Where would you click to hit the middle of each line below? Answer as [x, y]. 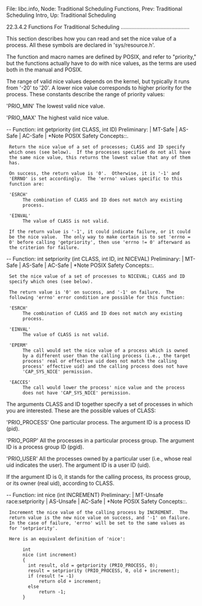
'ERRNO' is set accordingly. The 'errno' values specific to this [96, 179]
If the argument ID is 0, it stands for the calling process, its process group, [99, 477]
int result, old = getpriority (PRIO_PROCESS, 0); [93, 565]
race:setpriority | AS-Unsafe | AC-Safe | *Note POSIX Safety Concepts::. [97, 501]
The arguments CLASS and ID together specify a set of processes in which [99, 404]
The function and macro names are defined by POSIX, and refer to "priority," [101, 57]
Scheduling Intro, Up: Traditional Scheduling [61, 15]
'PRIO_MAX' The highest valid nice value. [58, 118]
